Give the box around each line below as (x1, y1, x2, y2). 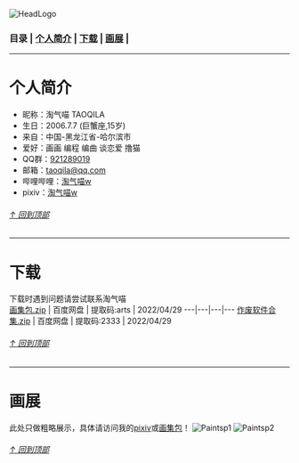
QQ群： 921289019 (21, 154, 91, 165)
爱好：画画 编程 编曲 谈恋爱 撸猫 (21, 142, 141, 153)
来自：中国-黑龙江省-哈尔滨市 (21, 132, 132, 142)
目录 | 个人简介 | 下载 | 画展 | (9, 32, 130, 45)
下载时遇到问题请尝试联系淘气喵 (9, 294, 126, 305)
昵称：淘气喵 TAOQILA (21, 110, 105, 120)
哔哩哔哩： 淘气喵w (21, 176, 92, 187)
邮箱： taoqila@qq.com (21, 165, 107, 175)
